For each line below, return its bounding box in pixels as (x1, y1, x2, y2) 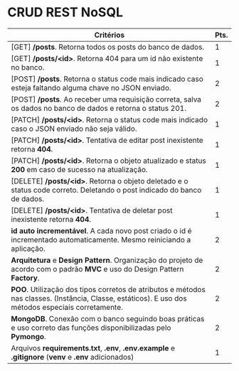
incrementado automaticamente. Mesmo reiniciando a (11, 235, 191, 244)
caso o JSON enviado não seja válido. (11, 124, 137, 134)
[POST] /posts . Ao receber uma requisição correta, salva (11, 94, 201, 104)
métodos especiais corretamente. (11, 302, 123, 312)
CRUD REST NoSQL (7, 4, 123, 21)
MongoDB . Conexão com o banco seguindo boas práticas (11, 313, 205, 323)
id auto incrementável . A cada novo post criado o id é (11, 225, 192, 235)
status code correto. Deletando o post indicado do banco (11, 185, 202, 195)
